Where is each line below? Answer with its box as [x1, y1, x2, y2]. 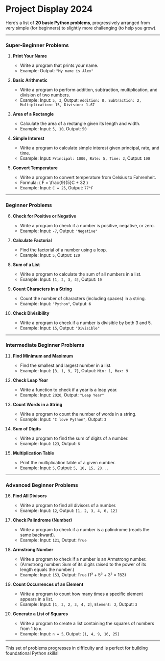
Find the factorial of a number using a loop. [20, 247, 107, 253]
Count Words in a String [12, 401, 63, 407]
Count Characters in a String [12, 286, 72, 292]
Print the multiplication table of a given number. [20, 459, 116, 465]
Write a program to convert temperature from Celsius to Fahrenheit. [20, 175, 156, 180]
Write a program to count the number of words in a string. [20, 411, 137, 417]
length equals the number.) [20, 567, 75, 572]
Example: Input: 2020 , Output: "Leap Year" [20, 392, 104, 398]
